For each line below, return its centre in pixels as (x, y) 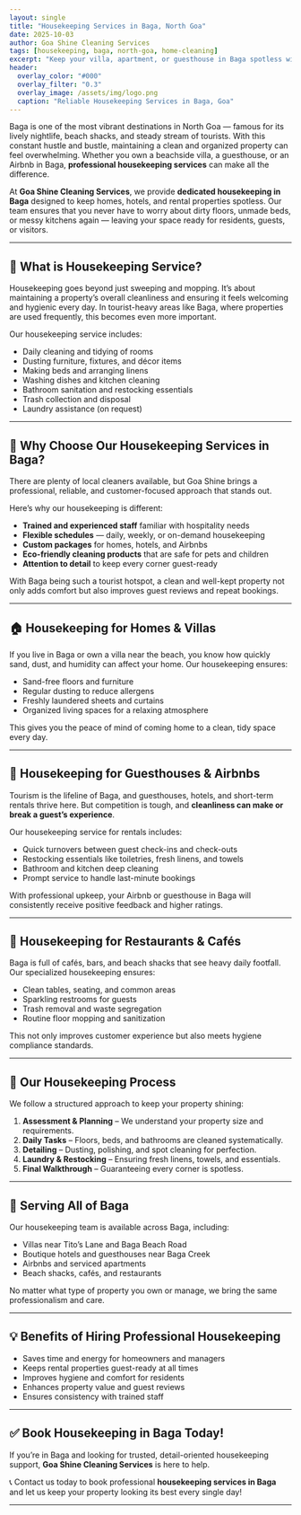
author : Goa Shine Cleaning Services (80, 43)
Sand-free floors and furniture (78, 681)
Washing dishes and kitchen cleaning (91, 380)
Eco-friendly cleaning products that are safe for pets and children (145, 554)
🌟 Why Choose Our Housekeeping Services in (139, 445)
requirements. (48, 1131)
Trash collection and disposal (77, 400)
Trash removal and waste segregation (92, 1009)
